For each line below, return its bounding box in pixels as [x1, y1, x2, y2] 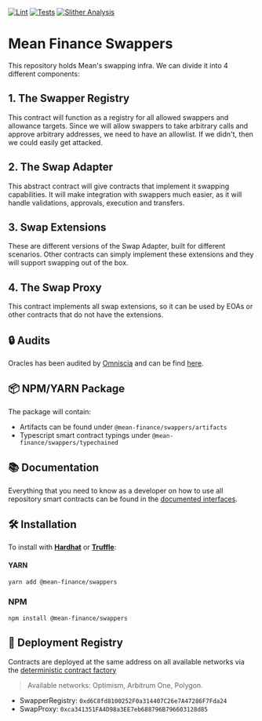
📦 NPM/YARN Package [8, 382, 126, 395]
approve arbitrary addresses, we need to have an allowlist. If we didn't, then [8, 129, 253, 139]
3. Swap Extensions [8, 220, 107, 234]
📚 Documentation [8, 461, 100, 475]
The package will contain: [8, 406, 92, 416]
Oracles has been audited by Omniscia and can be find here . [8, 359, 204, 368]
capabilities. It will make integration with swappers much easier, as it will [8, 189, 242, 199]
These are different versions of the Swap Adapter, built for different [8, 242, 226, 251]
